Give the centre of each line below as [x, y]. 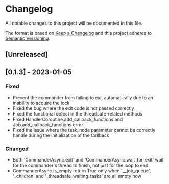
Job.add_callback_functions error [48, 125]
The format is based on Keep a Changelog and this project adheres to [79, 33]
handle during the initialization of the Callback [61, 135]
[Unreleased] [27, 54]
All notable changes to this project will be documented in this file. [74, 23]
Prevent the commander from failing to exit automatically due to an [83, 98]
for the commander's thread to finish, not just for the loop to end [80, 165]
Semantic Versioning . [28, 38]
